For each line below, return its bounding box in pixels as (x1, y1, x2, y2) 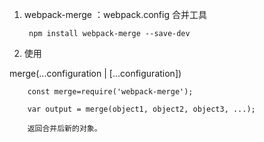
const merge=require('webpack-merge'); (27, 87, 194, 97)
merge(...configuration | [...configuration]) (9, 68, 182, 79)
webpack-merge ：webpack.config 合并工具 (23, 9, 207, 20)
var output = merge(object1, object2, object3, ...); (27, 104, 256, 114)
